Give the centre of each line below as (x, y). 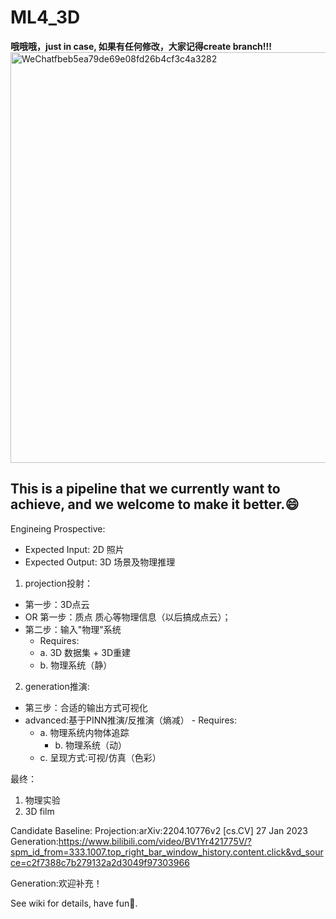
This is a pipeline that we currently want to (145, 489)
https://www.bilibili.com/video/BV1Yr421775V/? (155, 841)
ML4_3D (45, 17)
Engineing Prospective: (58, 528)
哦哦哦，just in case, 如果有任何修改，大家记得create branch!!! (141, 46)
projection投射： (58, 583)
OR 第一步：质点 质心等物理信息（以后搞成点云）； (128, 617)
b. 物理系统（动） (90, 745)
